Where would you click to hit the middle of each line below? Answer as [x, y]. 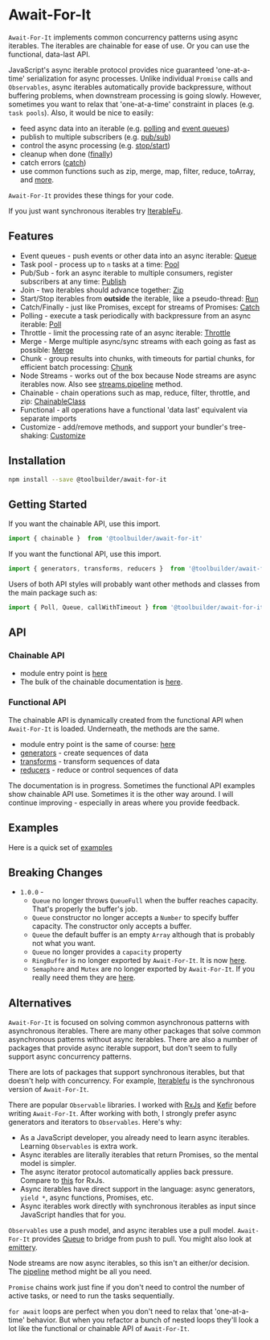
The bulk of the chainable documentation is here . [101, 682]
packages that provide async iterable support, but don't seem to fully [123, 1048]
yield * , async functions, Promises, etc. [87, 1197]
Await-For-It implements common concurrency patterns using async [123, 37]
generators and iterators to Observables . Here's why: [95, 1122]
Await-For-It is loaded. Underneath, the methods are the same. [114, 728]
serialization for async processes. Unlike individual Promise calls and [140, 78]
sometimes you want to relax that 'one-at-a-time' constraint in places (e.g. [131, 104]
